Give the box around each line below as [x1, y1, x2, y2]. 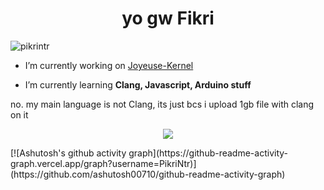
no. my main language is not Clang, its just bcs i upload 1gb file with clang [10, 98, 315, 110]
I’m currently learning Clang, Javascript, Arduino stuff [24, 78, 252, 91]
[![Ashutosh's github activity [10, 147, 127, 159]
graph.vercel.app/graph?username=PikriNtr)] [10, 157, 197, 169]
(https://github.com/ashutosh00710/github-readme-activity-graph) [10, 168, 286, 180]
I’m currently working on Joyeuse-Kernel [24, 59, 194, 71]
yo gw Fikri [121, 7, 215, 30]
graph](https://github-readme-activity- [128, 147, 289, 159]
